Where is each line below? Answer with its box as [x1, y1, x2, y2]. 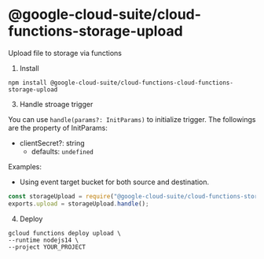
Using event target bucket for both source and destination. [19, 177, 210, 187]
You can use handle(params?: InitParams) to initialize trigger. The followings [8, 114, 256, 124]
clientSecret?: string [19, 138, 85, 147]
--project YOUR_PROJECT [8, 242, 86, 251]
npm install [8, 79, 47, 87]
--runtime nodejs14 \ [8, 236, 79, 244]
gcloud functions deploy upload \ [8, 229, 122, 237]
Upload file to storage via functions [8, 48, 122, 57]
